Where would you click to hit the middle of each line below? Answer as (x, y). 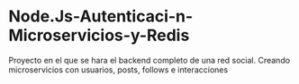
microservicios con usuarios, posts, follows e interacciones (118, 70)
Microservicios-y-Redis (99, 35)
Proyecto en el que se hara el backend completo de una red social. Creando (149, 60)
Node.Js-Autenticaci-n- (101, 17)
